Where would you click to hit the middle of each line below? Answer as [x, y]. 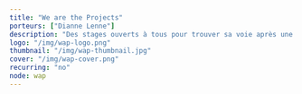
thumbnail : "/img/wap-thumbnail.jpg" [80, 51]
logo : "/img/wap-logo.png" [60, 43]
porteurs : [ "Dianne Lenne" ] [62, 26]
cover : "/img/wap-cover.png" [64, 59]
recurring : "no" [40, 68]
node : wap [28, 76]
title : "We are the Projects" [66, 17]
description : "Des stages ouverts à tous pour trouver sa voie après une [151, 34]
